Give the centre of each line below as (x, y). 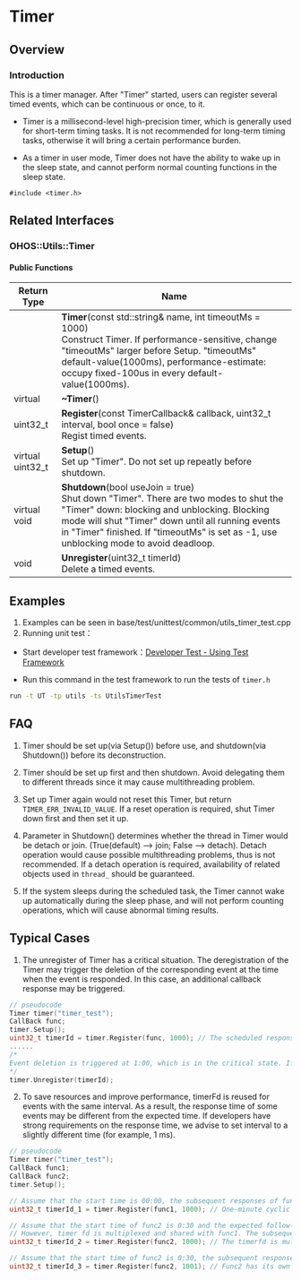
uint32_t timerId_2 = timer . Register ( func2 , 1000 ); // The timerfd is (144, 1242)
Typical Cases (50, 938)
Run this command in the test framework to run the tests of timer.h (146, 680)
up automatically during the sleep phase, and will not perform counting (153, 900)
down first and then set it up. (75, 818)
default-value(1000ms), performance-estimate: (164, 362)
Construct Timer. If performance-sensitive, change (169, 339)
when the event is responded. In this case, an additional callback (142, 979)
